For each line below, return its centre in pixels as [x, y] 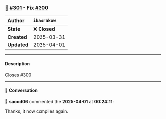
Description [18, 63]
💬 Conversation [21, 90]
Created [17, 37]
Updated [18, 45]
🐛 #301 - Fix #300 [27, 8]
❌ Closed [44, 29]
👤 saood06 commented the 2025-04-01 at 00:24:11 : [60, 101]
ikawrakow [44, 21]
